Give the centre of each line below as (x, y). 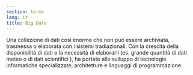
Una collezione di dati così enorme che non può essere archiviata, (88, 40)
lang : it (17, 17)
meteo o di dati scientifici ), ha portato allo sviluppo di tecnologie (86, 59)
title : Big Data (26, 23)
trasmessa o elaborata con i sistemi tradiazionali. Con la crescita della (93, 46)
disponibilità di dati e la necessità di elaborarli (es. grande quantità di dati (97, 53)
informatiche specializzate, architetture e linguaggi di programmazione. (94, 65)
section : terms (25, 12)
